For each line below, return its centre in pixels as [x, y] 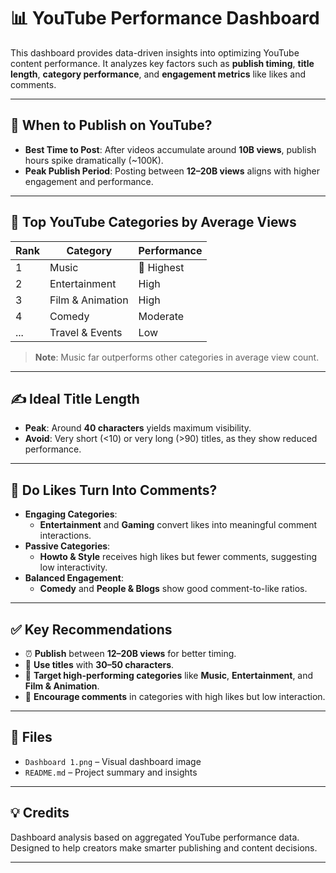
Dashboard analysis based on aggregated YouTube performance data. [155, 837]
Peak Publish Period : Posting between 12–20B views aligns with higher [172, 171]
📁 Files [31, 737]
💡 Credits [40, 813]
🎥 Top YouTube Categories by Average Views [153, 222]
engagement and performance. [89, 181]
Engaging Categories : [71, 514]
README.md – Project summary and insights [111, 772]
